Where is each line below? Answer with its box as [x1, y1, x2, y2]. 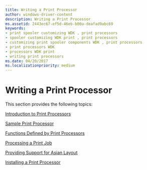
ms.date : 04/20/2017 [5, 58, 49, 63]
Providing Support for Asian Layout [5, 149, 78, 155]
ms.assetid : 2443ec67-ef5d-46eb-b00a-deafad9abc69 [5, 21, 113, 26]
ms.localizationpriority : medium [5, 63, 75, 68]
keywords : [5, 26, 26, 31]
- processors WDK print [5, 49, 55, 54]
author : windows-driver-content [5, 12, 73, 17]
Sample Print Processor [5, 120, 54, 126]
